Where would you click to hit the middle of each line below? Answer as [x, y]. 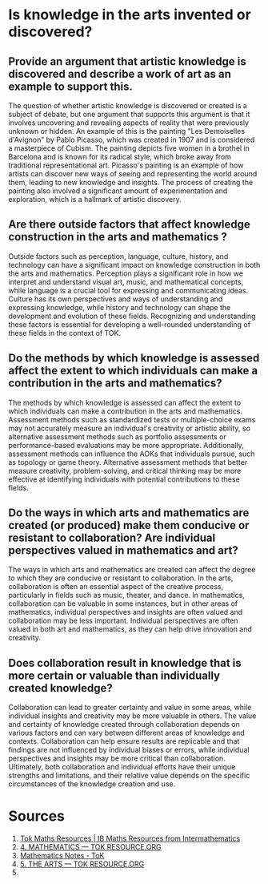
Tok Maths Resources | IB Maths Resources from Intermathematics [130, 838]
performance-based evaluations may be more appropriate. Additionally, [126, 445]
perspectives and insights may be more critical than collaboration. [117, 758]
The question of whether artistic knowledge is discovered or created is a [128, 105]
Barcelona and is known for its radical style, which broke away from [120, 157]
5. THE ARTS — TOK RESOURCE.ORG [82, 864]
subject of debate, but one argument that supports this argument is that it [129, 114]
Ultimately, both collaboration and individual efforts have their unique [122, 767]
